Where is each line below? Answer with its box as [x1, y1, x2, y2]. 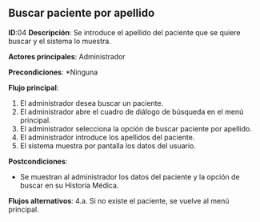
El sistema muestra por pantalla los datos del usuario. [19, 140, 197, 151]
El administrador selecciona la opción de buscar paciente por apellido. [19, 123, 252, 133]
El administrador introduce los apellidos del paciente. [19, 132, 195, 142]
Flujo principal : [8, 83, 59, 92]
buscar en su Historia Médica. [19, 180, 119, 190]
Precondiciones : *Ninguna [8, 67, 98, 77]
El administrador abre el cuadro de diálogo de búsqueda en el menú [19, 107, 244, 116]
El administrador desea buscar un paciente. [19, 98, 164, 107]
